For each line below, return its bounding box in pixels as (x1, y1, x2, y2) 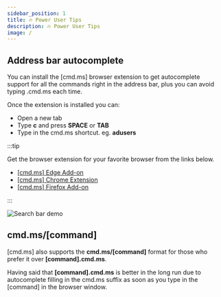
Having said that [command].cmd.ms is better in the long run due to (7, 268, 201, 276)
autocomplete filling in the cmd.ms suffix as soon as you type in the (7, 275, 198, 283)
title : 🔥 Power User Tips (7, 16, 82, 23)
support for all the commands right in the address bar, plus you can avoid (7, 80, 215, 88)
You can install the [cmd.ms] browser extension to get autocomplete (7, 73, 200, 81)
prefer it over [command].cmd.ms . (7, 254, 107, 263)
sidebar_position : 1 (7, 10, 67, 17)
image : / (7, 29, 32, 36)
